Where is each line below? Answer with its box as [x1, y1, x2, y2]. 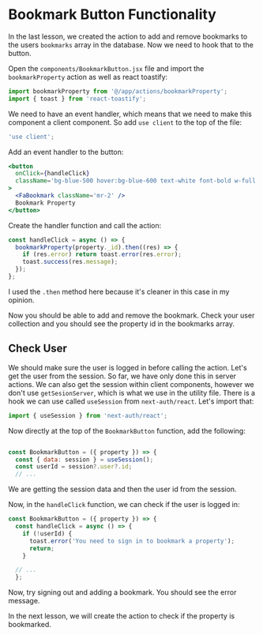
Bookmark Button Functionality [8, 6, 217, 24]
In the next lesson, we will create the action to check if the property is [8, 611, 235, 621]
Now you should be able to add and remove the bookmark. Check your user [8, 310, 255, 320]
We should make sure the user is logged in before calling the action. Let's [8, 363, 247, 372]
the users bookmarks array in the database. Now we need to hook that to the [8, 39, 254, 49]
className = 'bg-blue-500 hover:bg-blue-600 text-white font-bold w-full [15, 177, 257, 185]
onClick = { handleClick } [15, 170, 90, 178]
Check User [8, 342, 67, 355]
